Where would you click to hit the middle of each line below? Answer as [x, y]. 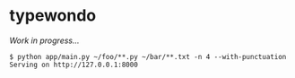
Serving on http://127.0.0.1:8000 [74, 65]
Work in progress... [44, 40]
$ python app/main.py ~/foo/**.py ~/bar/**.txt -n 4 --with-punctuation [148, 56]
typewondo [53, 16]
